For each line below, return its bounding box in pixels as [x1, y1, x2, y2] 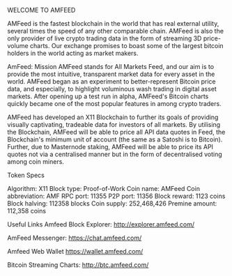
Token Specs [7, 171, 45, 179]
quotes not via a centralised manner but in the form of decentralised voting [7, 150, 223, 158]
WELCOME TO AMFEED [7, 6, 76, 14]
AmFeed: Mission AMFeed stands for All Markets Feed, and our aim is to [7, 63, 215, 70]
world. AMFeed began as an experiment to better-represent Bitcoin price [7, 77, 216, 86]
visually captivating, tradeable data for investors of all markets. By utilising [7, 121, 221, 128]
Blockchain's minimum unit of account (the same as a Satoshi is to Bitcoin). [7, 135, 223, 144]
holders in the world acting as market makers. [7, 49, 139, 57]
